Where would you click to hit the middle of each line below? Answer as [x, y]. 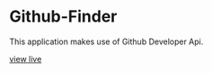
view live [26, 59]
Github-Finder [63, 17]
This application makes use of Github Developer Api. [106, 41]
